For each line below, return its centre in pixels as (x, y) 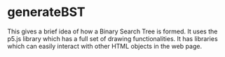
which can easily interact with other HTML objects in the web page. (104, 46)
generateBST (46, 12)
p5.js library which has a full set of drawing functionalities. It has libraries (113, 38)
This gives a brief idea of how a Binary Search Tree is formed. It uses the (112, 31)
